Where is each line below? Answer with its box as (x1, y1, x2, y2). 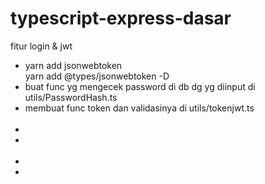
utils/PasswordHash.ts (24, 91, 118, 103)
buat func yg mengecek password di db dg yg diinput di (24, 80, 256, 92)
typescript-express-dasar (10, 7, 232, 30)
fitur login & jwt (10, 40, 73, 52)
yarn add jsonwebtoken (24, 59, 123, 71)
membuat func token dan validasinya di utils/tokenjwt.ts (24, 102, 255, 114)
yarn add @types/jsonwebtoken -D (24, 70, 170, 82)
